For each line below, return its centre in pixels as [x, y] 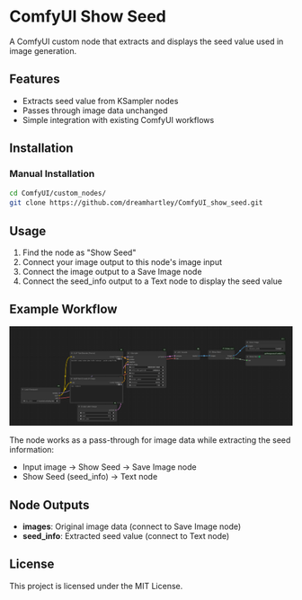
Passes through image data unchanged [95, 110]
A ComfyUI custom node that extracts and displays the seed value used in [147, 41]
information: [32, 450]
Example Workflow [63, 309]
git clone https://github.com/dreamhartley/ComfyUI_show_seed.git [136, 203]
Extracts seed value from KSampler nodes [100, 101]
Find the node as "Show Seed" [79, 252]
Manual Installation [52, 174]
